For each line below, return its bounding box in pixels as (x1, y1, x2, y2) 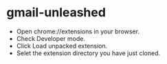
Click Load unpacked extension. (16, 42, 108, 50)
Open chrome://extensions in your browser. (16, 27, 140, 35)
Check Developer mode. (16, 34, 85, 42)
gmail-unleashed (6, 5, 106, 20)
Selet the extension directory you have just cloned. (16, 49, 161, 57)
